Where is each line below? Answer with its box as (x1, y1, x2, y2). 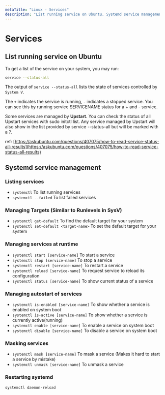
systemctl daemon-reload (5, 385, 56, 390)
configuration (12, 273, 40, 278)
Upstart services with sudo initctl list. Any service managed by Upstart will (5, 119, 156, 124)
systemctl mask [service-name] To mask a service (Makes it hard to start (12, 351, 160, 357)
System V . (5, 89, 25, 95)
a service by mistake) (12, 356, 56, 362)
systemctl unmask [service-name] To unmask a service (12, 362, 124, 367)
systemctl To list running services (12, 189, 81, 195)
